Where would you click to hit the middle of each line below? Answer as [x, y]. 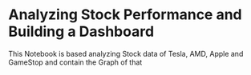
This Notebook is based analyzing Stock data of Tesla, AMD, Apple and [126, 53]
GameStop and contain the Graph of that [75, 62]
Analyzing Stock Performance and [125, 15]
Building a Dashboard [81, 32]
